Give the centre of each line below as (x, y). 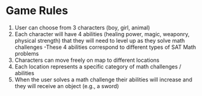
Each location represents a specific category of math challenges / (98, 66)
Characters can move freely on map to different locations (87, 60)
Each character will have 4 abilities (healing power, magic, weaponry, (102, 34)
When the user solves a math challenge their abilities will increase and (103, 79)
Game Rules (37, 11)
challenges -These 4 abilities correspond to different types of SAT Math (105, 47)
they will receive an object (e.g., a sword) (67, 86)
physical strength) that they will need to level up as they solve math (100, 40)
